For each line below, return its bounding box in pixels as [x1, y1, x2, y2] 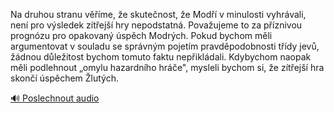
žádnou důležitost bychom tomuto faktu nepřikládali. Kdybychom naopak [10, 51, 312, 63]
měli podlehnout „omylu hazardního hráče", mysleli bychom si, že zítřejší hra [10, 62, 325, 73]
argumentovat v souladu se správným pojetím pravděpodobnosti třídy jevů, [10, 40, 320, 52]
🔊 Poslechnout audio [10, 92, 100, 104]
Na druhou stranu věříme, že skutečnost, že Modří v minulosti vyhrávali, [10, 9, 307, 20]
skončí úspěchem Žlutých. [10, 72, 120, 84]
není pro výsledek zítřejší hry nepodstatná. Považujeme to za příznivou [10, 19, 303, 31]
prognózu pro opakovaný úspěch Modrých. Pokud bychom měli [10, 30, 273, 41]
